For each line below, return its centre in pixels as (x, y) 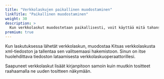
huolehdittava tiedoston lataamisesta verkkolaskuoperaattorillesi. (70, 56)
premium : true (20, 32)
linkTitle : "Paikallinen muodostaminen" (47, 14)
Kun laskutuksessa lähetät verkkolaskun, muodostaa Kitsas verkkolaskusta (80, 46)
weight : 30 (16, 19)
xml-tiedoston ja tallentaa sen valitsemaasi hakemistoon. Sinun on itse (75, 51)
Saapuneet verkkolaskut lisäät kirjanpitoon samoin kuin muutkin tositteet (78, 66)
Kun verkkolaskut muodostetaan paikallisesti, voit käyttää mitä (77, 28)
